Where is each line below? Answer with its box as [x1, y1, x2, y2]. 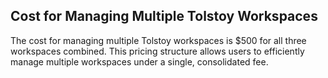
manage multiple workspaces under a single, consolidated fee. [10, 55, 269, 68]
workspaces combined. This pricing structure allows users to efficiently [10, 45, 305, 57]
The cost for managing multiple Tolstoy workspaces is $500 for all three [10, 34, 307, 46]
